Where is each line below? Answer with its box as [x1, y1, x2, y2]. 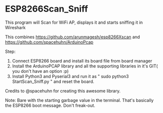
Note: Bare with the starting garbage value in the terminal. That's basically [5, 97, 154, 103]
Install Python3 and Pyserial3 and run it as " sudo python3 [12, 73, 129, 79]
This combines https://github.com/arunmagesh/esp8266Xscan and [5, 34, 140, 40]
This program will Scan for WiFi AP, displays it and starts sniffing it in [5, 19, 143, 25]
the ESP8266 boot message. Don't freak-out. [5, 102, 96, 108]
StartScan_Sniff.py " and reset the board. [12, 79, 94, 84]
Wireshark [5, 24, 26, 30]
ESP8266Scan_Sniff [5, 3, 89, 15]
